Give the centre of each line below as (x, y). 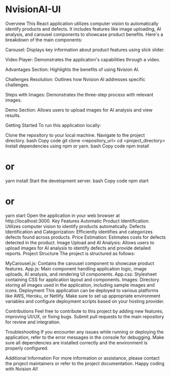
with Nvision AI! (22, 369)
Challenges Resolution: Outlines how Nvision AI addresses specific (75, 79)
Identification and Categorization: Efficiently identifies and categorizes (79, 232)
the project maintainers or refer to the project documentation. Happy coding (85, 363)
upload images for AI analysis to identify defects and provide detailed (78, 248)
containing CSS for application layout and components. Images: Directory (82, 280)
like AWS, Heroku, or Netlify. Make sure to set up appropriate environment (83, 296)
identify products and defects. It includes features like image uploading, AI (83, 29)
